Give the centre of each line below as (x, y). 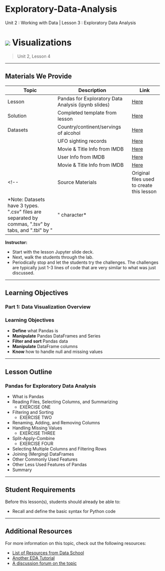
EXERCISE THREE (37, 433)
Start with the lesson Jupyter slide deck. (53, 252)
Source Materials (77, 182)
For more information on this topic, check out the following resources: (76, 543)
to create (142, 185)
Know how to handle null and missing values (57, 352)
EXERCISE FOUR (36, 444)
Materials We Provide (39, 77)
